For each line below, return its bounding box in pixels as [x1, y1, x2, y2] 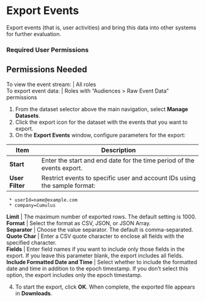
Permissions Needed [6, 65, 87, 75]
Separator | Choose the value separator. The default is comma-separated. [6, 226, 193, 233]
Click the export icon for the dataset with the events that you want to [15, 118, 188, 126]
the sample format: [41, 181, 96, 190]
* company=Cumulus [9, 202, 56, 208]
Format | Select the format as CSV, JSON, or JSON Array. [6, 219, 151, 226]
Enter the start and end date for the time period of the [41, 156, 195, 165]
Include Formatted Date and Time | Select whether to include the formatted [6, 258, 197, 265]
